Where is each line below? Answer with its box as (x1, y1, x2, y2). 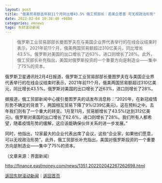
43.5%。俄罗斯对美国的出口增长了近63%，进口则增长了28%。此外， (16, 51, 155, 57)
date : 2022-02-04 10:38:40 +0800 (5, 16, 73, 21)
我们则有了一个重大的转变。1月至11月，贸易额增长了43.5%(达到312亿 (9, 108, 147, 114)
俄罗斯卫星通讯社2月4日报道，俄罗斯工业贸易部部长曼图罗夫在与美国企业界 (5, 74, 155, 80)
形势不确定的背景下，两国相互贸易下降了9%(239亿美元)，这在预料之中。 (5, 102, 150, 108)
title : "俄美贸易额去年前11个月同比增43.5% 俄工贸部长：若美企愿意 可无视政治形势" (5, 12, 156, 17)
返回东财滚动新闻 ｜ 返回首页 (5, 173, 60, 179)
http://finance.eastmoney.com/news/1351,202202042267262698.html (5, 163, 146, 169)
